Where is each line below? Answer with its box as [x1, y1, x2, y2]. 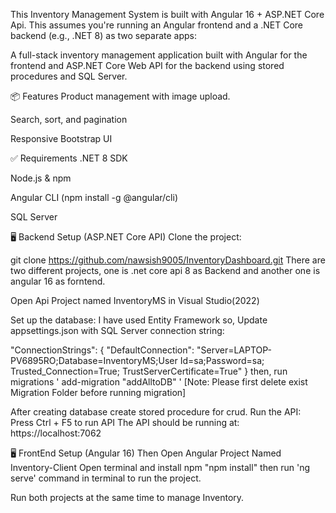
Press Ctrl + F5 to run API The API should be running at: [10, 417, 240, 428]
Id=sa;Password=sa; [179, 355, 265, 366]
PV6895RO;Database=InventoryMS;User [10, 355, 178, 366]
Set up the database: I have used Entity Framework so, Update [10, 314, 268, 326]
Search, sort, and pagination [10, 114, 128, 125]
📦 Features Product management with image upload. [10, 90, 231, 102]
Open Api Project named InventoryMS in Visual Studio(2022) [10, 295, 260, 306]
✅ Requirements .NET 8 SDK [10, 152, 128, 164]
